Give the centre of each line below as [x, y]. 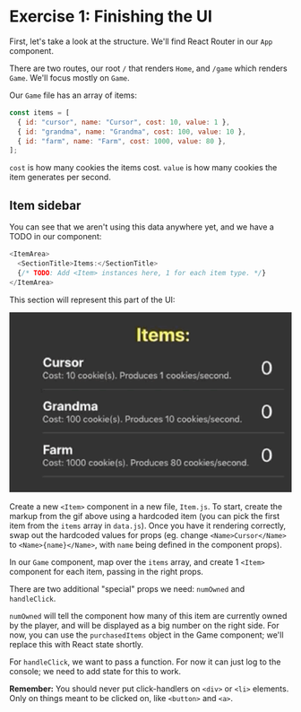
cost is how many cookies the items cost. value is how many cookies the [143, 168]
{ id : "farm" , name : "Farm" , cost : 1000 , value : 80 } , [122, 141]
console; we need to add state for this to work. [95, 671]
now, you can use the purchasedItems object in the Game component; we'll [146, 635]
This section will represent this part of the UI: [92, 300]
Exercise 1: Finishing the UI [111, 17]
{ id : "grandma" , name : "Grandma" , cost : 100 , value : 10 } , [132, 132]
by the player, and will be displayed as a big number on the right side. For [144, 625]
